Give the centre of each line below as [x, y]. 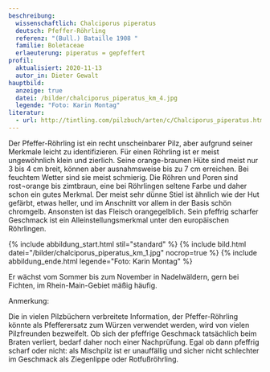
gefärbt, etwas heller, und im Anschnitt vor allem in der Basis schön [120, 202]
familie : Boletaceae [50, 46]
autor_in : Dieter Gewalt [57, 76]
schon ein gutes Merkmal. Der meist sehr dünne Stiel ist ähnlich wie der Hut [134, 194]
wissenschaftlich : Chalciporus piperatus [86, 23]
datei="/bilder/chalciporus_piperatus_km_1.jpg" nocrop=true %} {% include [133, 252]
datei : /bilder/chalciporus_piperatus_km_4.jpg [97, 98]
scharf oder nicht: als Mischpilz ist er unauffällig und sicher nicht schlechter [134, 350]
